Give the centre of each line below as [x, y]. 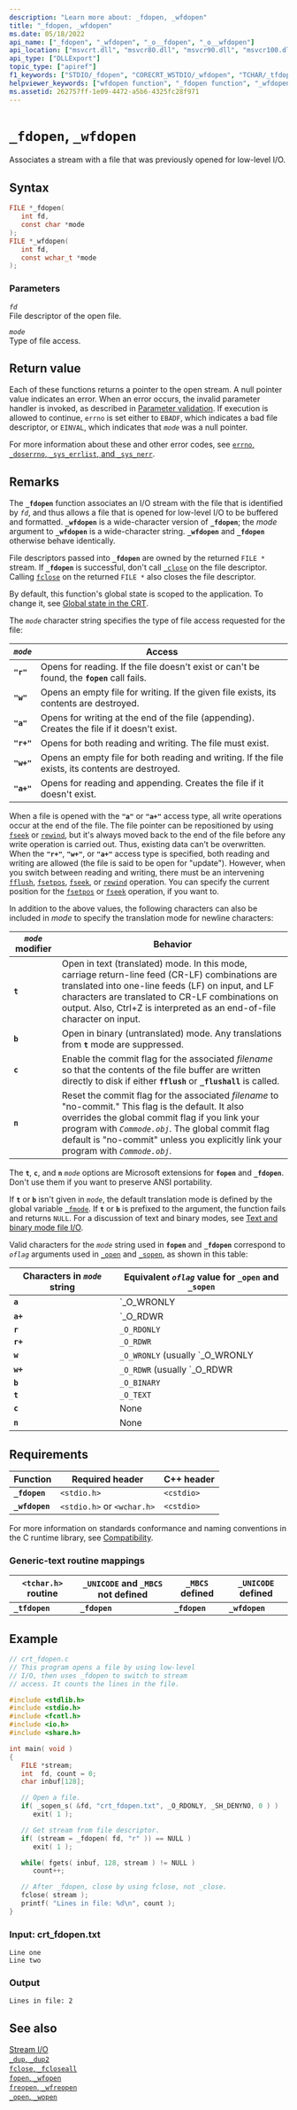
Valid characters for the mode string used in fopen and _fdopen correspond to [147, 1245]
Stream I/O [29, 2050]
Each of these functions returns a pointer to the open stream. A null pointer [146, 390]
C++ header [189, 1479]
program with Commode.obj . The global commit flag [165, 1129]
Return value [45, 368]
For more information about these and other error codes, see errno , [132, 445]
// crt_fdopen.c [39, 1659]
